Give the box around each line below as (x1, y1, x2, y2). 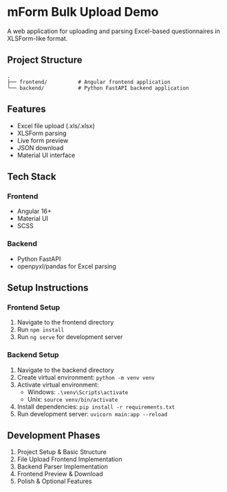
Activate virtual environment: (17, 380, 99, 389)
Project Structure (7, 54, 83, 66)
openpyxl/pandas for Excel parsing (17, 262, 117, 270)
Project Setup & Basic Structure (17, 448, 107, 456)
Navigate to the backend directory (17, 366, 115, 374)
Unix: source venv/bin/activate (27, 395, 118, 403)
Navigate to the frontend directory (17, 318, 114, 327)
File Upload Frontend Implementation (17, 455, 122, 464)
